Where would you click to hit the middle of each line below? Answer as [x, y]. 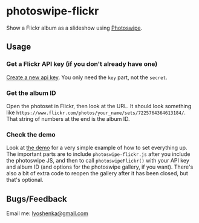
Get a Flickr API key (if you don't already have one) [82, 64]
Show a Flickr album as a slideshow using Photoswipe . [74, 28]
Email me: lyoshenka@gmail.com [47, 213]
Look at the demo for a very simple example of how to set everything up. [97, 148]
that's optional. [25, 180]
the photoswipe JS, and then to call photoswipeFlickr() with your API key [98, 161]
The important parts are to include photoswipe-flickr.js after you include [98, 154]
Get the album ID [31, 93]
